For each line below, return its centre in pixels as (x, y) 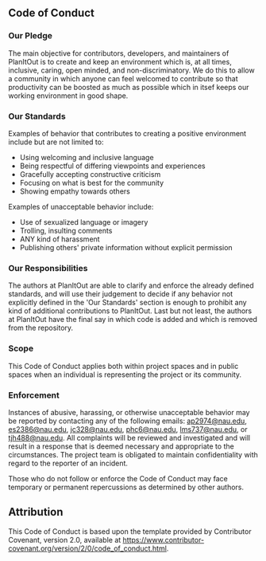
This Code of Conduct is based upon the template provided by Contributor (130, 531)
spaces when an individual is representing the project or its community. (125, 375)
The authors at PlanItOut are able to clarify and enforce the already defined (131, 285)
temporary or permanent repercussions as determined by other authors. (126, 487)
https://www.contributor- (164, 539)
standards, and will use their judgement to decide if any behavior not (120, 294)
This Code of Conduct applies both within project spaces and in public (123, 366)
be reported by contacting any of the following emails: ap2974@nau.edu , (128, 421)
